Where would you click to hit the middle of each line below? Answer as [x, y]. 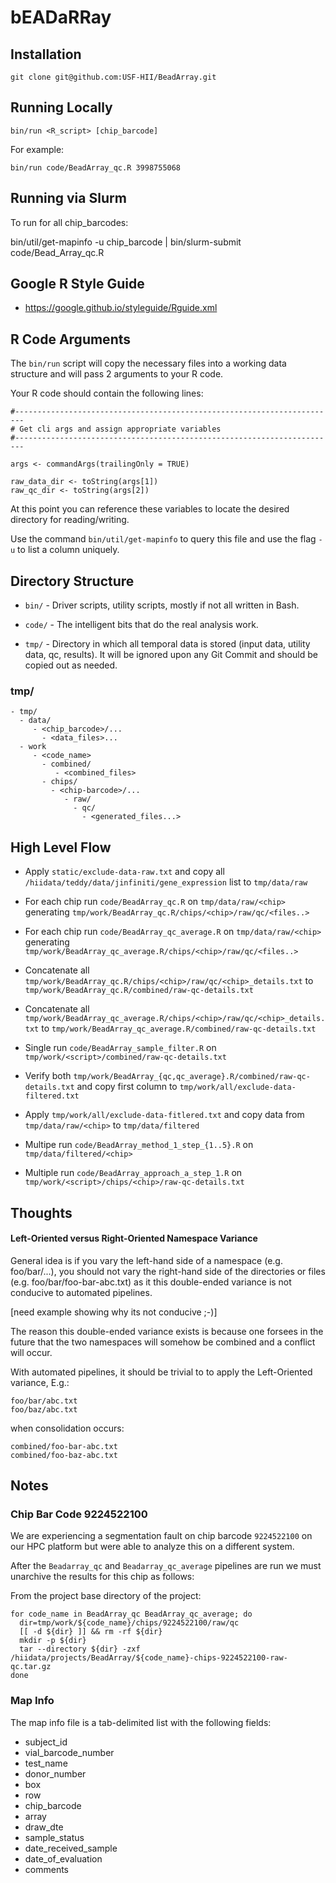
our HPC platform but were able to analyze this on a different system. [152, 1547]
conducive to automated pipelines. [81, 1292]
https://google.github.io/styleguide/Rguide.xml [121, 308]
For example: [37, 149]
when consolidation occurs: [67, 1428]
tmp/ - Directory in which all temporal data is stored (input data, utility [167, 644]
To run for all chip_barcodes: [69, 222]
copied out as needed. [71, 665]
